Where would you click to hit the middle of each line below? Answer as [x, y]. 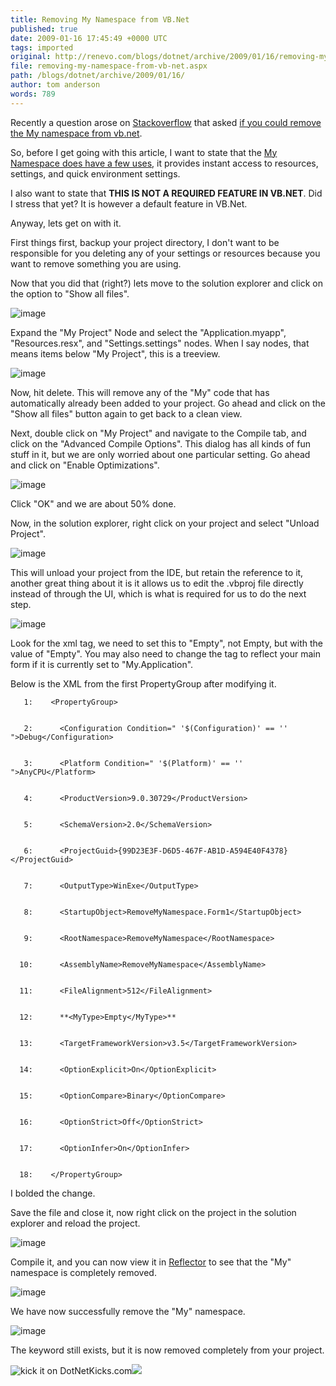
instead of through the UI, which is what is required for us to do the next [158, 593]
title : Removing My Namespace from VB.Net [100, 19]
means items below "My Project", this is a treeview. [115, 353]
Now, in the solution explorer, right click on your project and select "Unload [165, 523]
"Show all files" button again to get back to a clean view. [126, 413]
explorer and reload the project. [75, 1223]
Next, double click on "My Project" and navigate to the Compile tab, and [158, 433]
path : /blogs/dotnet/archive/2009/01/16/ [98, 76]
